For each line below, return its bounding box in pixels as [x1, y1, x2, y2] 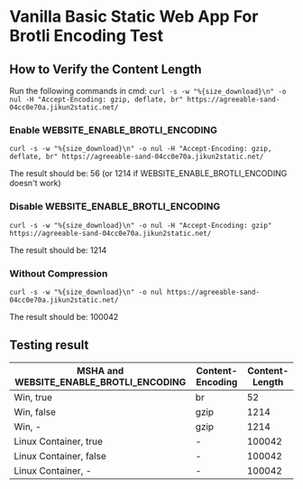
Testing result [9, 337, 89, 353]
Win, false [14, 405, 56, 418]
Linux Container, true [14, 435, 104, 447]
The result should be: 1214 [9, 244, 107, 255]
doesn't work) [9, 178, 61, 189]
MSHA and [76, 364, 124, 377]
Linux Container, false [14, 449, 106, 462]
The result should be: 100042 [9, 311, 119, 322]
